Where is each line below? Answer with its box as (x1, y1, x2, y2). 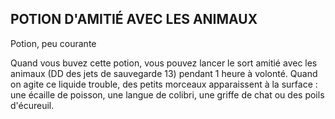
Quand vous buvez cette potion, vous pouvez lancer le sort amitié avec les (10, 57, 318, 69)
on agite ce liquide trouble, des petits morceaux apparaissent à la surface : (10, 78, 318, 90)
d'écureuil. (10, 99, 55, 111)
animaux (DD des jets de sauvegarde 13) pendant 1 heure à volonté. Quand (10, 67, 318, 79)
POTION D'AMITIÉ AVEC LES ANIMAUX (10, 11, 258, 28)
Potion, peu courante (10, 37, 97, 49)
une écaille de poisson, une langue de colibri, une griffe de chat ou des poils (10, 88, 325, 101)
